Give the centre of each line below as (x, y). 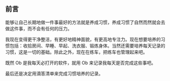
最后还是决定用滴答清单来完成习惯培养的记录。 (54, 73)
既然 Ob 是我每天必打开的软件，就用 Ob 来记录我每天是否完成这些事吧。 (81, 63)
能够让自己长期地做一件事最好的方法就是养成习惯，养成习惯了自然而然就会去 (85, 22)
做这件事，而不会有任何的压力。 (39, 28)
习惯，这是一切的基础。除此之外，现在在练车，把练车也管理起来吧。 (76, 52)
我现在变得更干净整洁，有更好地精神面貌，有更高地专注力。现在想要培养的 (83, 39)
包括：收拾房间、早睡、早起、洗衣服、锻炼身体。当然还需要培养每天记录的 (87, 46)
